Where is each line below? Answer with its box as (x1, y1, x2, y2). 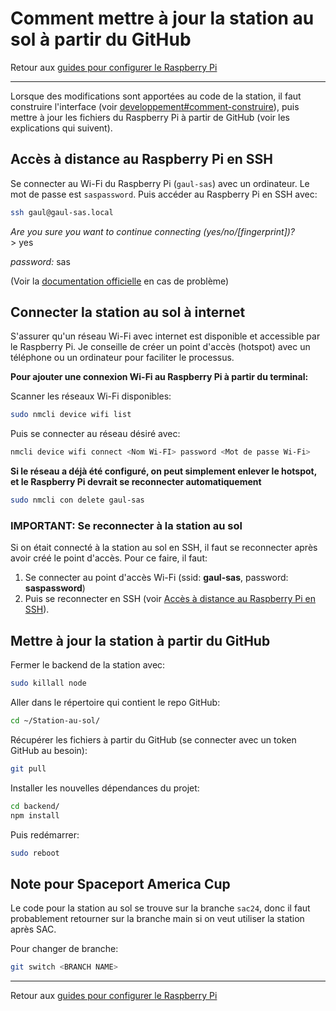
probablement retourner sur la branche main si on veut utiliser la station (10, 913, 305, 925)
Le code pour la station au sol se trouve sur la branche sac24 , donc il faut (10, 902, 311, 914)
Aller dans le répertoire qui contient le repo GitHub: (10, 697, 221, 709)
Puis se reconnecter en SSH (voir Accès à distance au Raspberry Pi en (24, 593, 316, 605)
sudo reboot (10, 848, 60, 858)
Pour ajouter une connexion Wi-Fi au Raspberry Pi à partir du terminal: (10, 371, 309, 383)
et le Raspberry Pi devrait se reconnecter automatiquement (10, 476, 262, 488)
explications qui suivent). (10, 122, 113, 134)
